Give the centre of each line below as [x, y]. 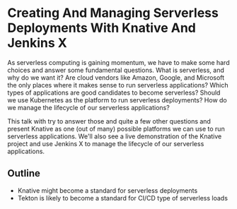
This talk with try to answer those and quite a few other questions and [109, 121]
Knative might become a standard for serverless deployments [108, 190]
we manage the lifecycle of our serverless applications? [88, 107]
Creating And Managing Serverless [113, 13]
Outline [24, 173]
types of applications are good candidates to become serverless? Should [114, 92]
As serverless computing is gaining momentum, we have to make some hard [118, 62]
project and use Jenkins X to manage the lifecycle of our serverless [106, 143]
